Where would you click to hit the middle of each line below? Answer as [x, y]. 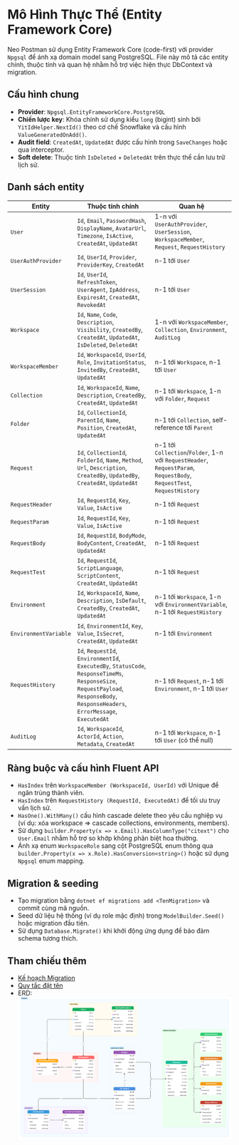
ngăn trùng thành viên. [51, 793]
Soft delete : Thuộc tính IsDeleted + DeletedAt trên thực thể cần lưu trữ [121, 157]
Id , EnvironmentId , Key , [110, 626]
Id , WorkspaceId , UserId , [112, 355]
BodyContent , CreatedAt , [112, 543]
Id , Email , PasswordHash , [112, 220]
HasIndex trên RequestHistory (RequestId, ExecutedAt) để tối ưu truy [119, 800]
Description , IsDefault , [112, 601]
